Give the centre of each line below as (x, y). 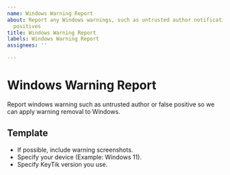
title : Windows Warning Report (52, 33)
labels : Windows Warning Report (53, 39)
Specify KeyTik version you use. (62, 164)
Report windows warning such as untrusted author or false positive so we (111, 104)
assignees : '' (27, 45)
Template (28, 133)
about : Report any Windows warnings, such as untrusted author (99, 20)
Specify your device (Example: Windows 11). (79, 157)
